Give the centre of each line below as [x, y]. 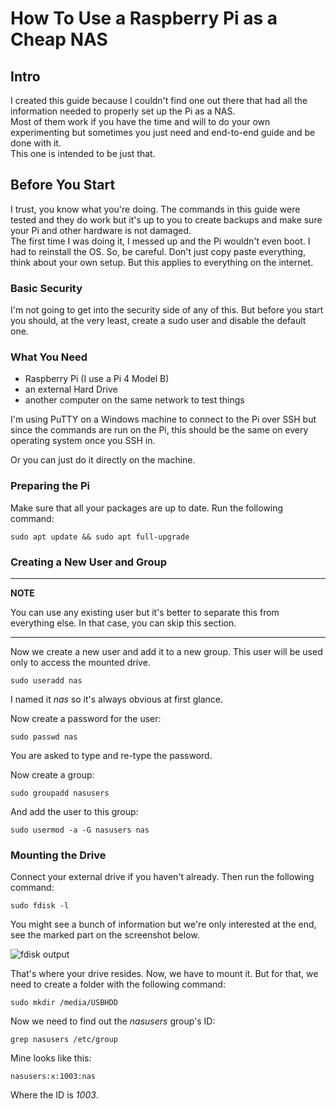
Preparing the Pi [50, 486]
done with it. [36, 143]
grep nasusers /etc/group [64, 1040]
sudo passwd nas [44, 737]
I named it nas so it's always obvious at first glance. [117, 699]
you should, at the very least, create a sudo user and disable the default [158, 321]
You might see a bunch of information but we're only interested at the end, [163, 924]
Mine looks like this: [51, 1058]
